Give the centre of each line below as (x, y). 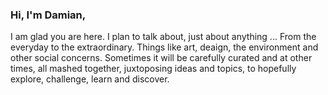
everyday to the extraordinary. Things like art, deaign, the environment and (164, 47)
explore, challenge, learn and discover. (90, 79)
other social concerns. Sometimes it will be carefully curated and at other (161, 58)
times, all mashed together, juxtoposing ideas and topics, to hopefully (153, 69)
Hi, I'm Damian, (48, 15)
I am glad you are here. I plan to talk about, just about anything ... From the (163, 37)
